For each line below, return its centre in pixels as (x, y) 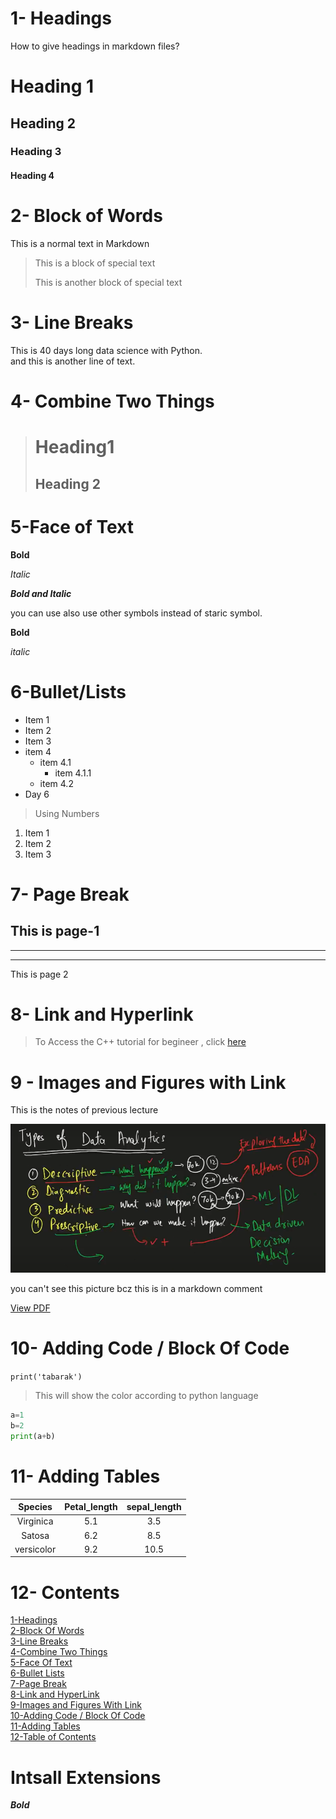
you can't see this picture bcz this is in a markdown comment (136, 1289)
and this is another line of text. (73, 361)
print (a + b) (33, 1436)
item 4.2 (56, 783)
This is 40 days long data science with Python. (106, 350)
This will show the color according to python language (146, 1396)
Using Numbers (67, 813)
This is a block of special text (95, 263)
